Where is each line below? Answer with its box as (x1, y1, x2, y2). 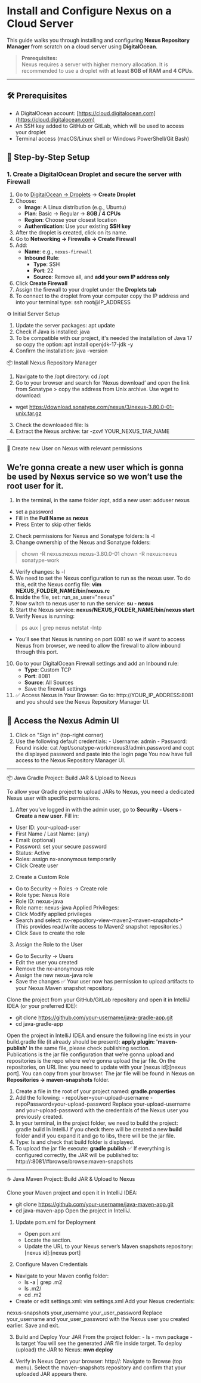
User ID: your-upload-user (15, 824, 81, 831)
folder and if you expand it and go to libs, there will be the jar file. (15, 1132, 175, 1140)
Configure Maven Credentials (15, 1261, 88, 1268)
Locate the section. (24, 1236, 72, 1244)
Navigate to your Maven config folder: (15, 1272, 109, 1280)
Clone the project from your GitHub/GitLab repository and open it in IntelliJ (7, 996, 190, 1003)
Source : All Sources (24, 679, 74, 686)
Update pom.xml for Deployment (15, 1218, 96, 1226)
